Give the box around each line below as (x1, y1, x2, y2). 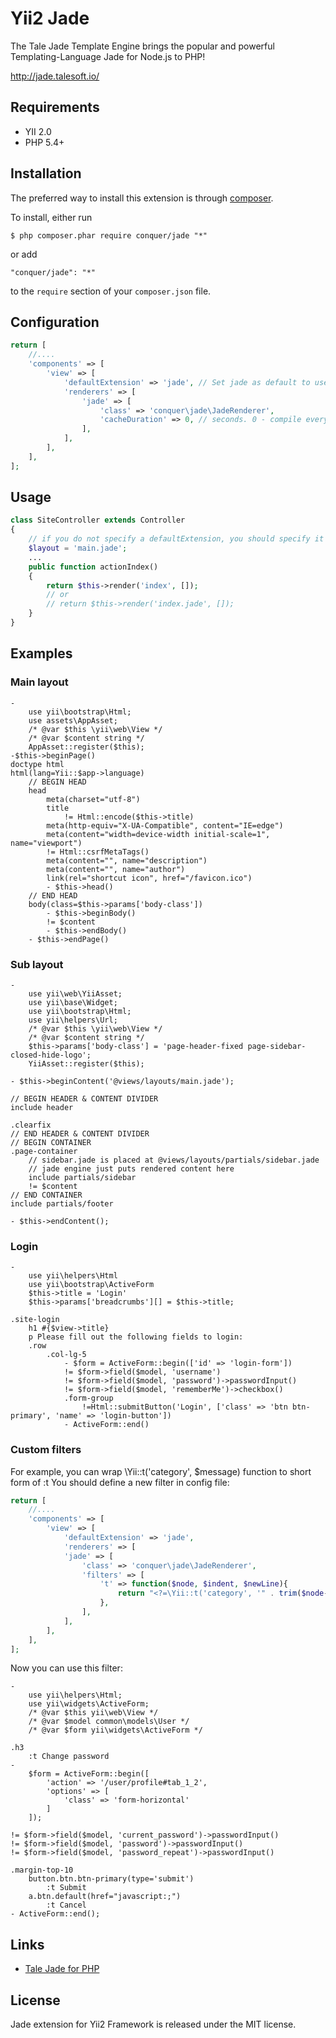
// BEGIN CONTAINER (10, 1137, 92, 1147)
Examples (10, 645, 73, 662)
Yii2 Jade (10, 7, 90, 30)
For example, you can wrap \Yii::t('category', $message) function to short (10, 1465, 312, 1477)
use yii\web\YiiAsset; (28, 988, 123, 999)
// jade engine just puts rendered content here (28, 1163, 235, 1174)
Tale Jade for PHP (24, 1963, 100, 1975)
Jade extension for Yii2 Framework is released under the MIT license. (10, 2018, 297, 2031)
